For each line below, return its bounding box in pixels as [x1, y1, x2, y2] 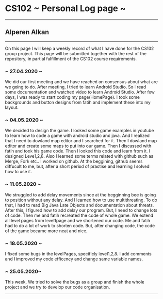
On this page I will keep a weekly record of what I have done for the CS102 [5, 45, 154, 51]
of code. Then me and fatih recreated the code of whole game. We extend [5, 212, 154, 218]
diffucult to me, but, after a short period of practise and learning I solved [5, 164, 149, 169]
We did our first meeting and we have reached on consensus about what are [5, 79, 158, 85]
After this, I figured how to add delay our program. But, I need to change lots [5, 207, 158, 213]
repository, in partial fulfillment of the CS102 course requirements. [5, 56, 137, 61]
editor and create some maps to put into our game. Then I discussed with [5, 143, 152, 149]
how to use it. [5, 169, 33, 175]
